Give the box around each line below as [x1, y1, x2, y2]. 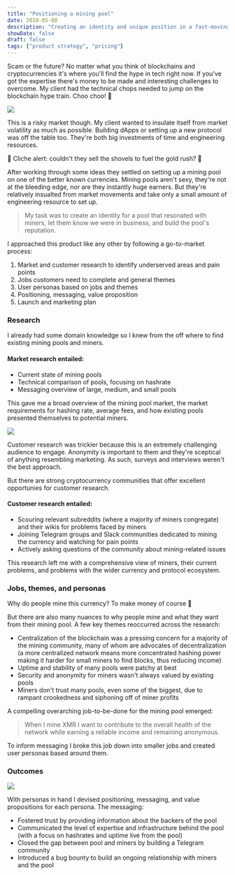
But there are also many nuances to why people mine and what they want [7, 613, 219, 621]
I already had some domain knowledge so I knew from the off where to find [7, 331, 224, 339]
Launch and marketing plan [17, 298, 97, 306]
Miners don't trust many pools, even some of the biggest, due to [17, 686, 203, 694]
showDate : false [7, 29, 55, 37]
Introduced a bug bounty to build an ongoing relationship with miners [17, 853, 217, 862]
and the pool [17, 861, 55, 869]
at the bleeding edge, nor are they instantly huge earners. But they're [7, 183, 206, 191]
